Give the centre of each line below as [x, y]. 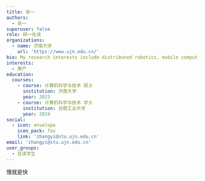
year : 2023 [36, 97]
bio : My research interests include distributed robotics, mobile [92, 57]
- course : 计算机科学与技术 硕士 [55, 86]
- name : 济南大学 [32, 46]
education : [20, 74]
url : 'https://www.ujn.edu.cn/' [58, 52]
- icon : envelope [34, 126]
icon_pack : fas [37, 131]
